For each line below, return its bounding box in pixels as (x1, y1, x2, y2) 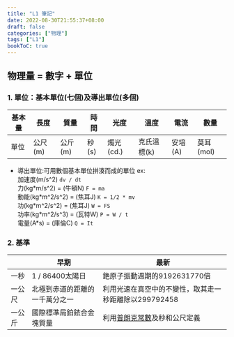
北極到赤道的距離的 (31, 284, 95, 294)
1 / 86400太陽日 (31, 271, 86, 280)
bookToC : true (7, 43, 49, 50)
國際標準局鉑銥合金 (31, 308, 95, 317)
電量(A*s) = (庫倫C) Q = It (17, 218, 94, 227)
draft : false (7, 23, 45, 30)
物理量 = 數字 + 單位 (7, 70, 93, 82)
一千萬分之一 (31, 294, 75, 304)
